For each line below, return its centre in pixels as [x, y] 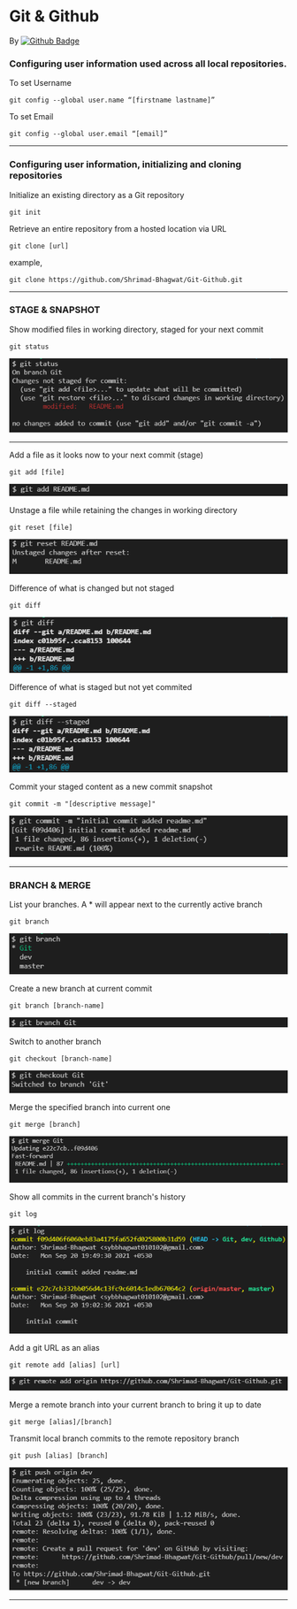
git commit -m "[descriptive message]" [83, 804]
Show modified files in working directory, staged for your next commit [136, 329]
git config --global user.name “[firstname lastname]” [112, 100]
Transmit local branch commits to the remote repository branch [125, 1438]
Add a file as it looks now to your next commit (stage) [107, 455]
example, [26, 262]
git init [25, 212]
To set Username [41, 83]
